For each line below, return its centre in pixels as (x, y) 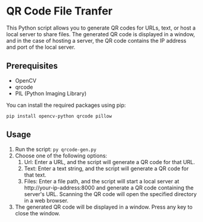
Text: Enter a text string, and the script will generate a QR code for (106, 168)
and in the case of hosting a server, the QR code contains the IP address (96, 40)
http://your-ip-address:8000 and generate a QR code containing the (109, 188)
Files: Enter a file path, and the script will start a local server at (101, 181)
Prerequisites (32, 66)
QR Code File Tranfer (60, 11)
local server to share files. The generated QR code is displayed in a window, (101, 34)
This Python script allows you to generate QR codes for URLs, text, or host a (101, 28)
